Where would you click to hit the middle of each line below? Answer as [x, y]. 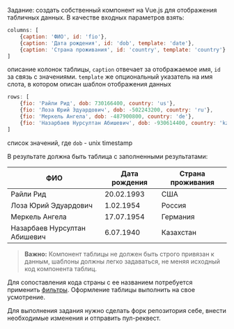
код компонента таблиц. [61, 268]
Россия [174, 205]
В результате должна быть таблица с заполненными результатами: [108, 156]
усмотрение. [26, 297]
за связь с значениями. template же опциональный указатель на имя [110, 77]
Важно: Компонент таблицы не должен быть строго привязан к [119, 254]
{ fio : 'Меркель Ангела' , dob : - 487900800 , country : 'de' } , [107, 116]
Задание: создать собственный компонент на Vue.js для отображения [112, 10]
